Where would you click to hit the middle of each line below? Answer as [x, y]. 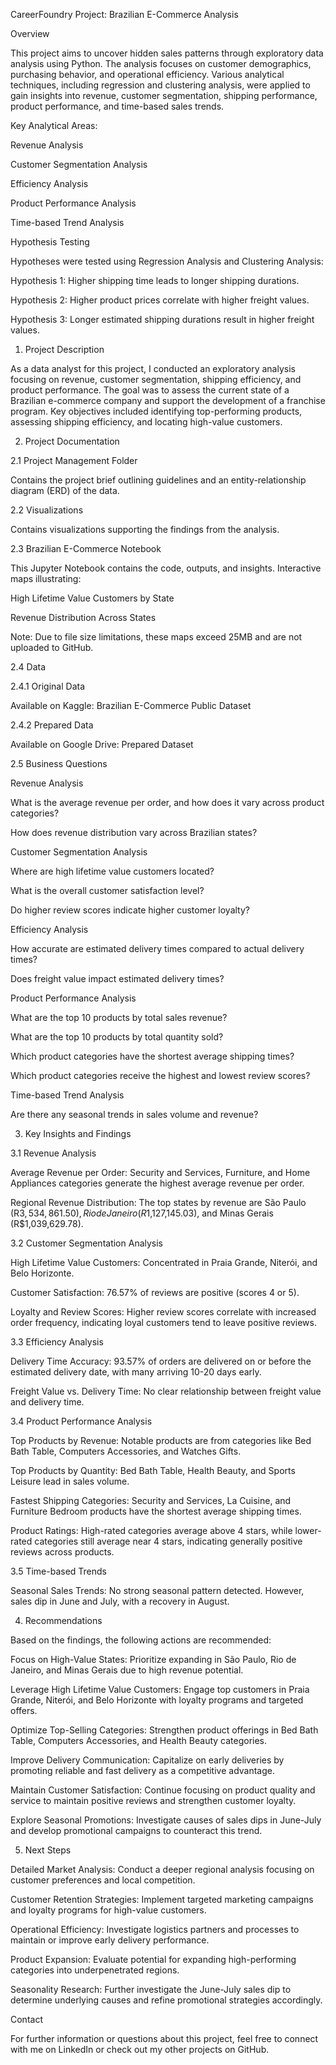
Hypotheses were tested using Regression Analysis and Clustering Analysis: [167, 261]
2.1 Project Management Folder [74, 460]
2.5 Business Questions [59, 763]
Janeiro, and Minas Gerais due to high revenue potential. [127, 1670]
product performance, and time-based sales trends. [117, 106]
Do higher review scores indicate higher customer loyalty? [130, 910]
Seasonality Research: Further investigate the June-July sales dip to [151, 1989]
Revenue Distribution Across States [83, 617]
